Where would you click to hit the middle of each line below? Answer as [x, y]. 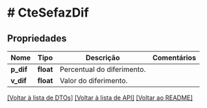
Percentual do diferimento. [103, 69]
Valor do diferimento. [93, 81]
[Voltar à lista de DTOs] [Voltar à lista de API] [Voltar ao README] [100, 98]
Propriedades [37, 38]
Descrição [102, 58]
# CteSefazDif [48, 13]
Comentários [174, 58]
